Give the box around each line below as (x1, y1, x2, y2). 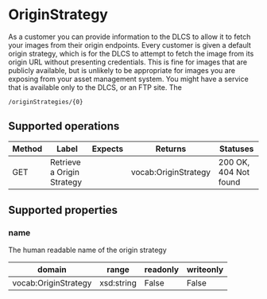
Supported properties (8, 204, 118, 217)
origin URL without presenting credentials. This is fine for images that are (8, 57, 248, 67)
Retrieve (50, 157, 81, 168)
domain (37, 264, 67, 275)
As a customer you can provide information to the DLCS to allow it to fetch (8, 32, 251, 41)
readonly (144, 264, 180, 275)
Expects (91, 143, 124, 154)
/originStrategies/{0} (8, 98, 83, 106)
